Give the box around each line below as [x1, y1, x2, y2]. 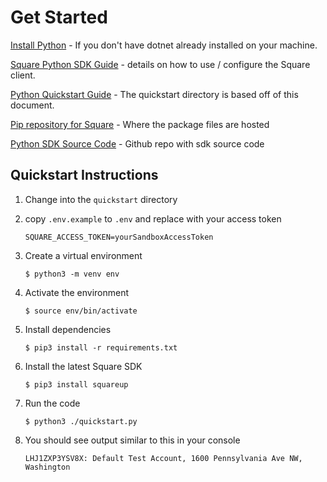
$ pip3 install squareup [24, 379, 129, 390]
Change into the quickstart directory [24, 193, 178, 205]
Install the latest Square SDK [24, 360, 143, 372]
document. [10, 99, 55, 111]
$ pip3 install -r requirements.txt [24, 342, 178, 353]
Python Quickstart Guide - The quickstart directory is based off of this [10, 88, 299, 100]
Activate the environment [24, 286, 130, 298]
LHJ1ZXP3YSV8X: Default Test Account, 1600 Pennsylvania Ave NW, [24, 453, 303, 463]
